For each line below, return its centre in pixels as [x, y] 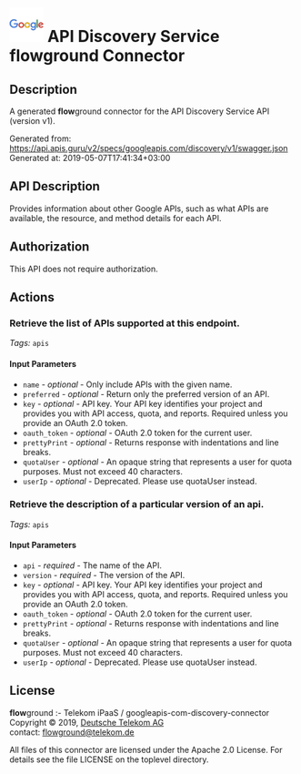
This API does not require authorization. [84, 269]
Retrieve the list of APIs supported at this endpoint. [125, 323]
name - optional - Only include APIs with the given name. [127, 384]
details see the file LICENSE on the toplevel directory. [109, 759]
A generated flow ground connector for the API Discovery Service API [140, 111]
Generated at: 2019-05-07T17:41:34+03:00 [90, 158]
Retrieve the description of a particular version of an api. [137, 504]
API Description [55, 186]
